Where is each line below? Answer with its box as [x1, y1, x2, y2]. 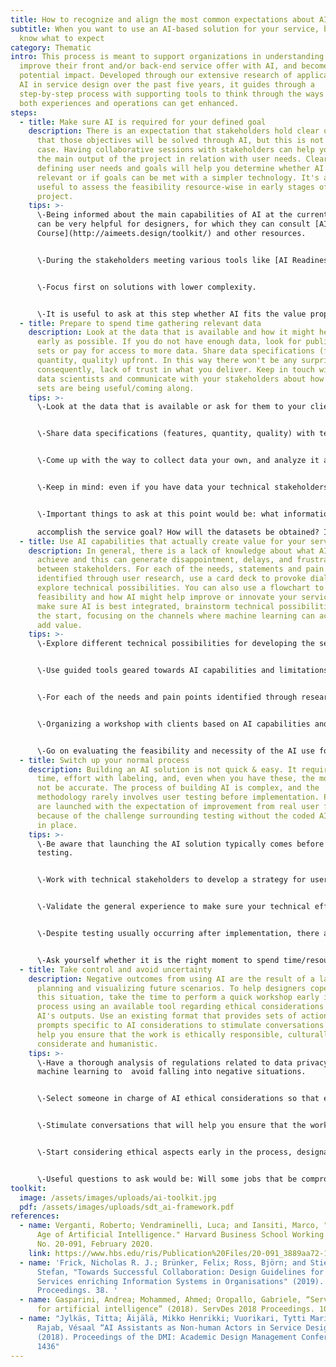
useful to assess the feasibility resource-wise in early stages [36, 182, 315, 192]
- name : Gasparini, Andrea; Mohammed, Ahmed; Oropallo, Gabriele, [19, 1295, 302, 1305]
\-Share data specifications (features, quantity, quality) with [36, 429, 315, 439]
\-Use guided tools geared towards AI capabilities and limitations [36, 666, 329, 676]
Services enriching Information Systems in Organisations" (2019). [36, 1276, 325, 1286]
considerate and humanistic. [36, 1039, 159, 1049]
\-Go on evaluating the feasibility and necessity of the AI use [36, 746, 315, 756]
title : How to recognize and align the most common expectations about [10, 14, 315, 25]
